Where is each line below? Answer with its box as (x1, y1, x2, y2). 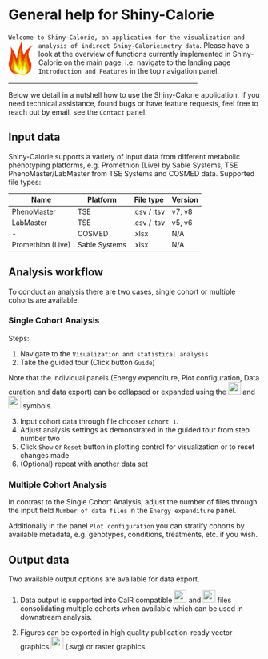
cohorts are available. (8, 295, 80, 305)
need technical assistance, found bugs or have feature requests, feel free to (8, 98, 258, 108)
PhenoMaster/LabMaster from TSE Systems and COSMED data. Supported (8, 168, 255, 178)
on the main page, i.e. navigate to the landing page (63, 58, 231, 67)
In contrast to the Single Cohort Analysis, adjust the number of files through (8, 497, 258, 507)
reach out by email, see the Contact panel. (8, 106, 147, 117)
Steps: (8, 333, 30, 343)
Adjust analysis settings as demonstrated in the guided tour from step (19, 424, 250, 434)
